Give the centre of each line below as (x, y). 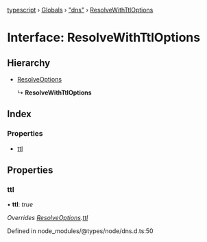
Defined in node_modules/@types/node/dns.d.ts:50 (80, 231)
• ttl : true (20, 204)
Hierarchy (29, 63)
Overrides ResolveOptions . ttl (48, 218)
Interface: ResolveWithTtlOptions (104, 38)
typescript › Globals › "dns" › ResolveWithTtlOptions (80, 10)
